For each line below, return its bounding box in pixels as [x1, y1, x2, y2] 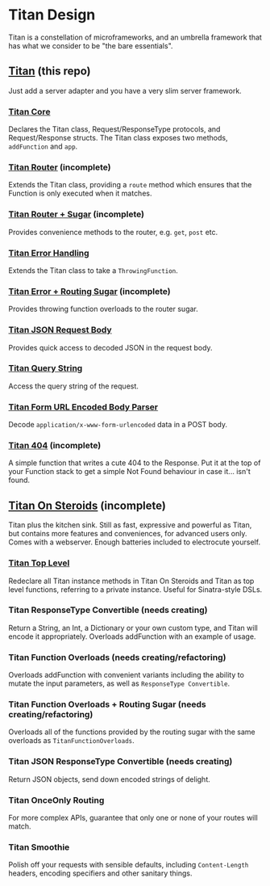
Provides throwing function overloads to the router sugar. [8, 304, 199, 314]
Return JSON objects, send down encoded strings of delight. [8, 774, 211, 784]
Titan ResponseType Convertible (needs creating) [8, 604, 208, 615]
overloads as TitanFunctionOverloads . [8, 736, 135, 745]
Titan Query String [8, 363, 83, 374]
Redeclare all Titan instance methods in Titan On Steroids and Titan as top [8, 576, 255, 586]
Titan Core [8, 106, 51, 117]
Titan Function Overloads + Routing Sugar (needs [8, 699, 207, 710]
